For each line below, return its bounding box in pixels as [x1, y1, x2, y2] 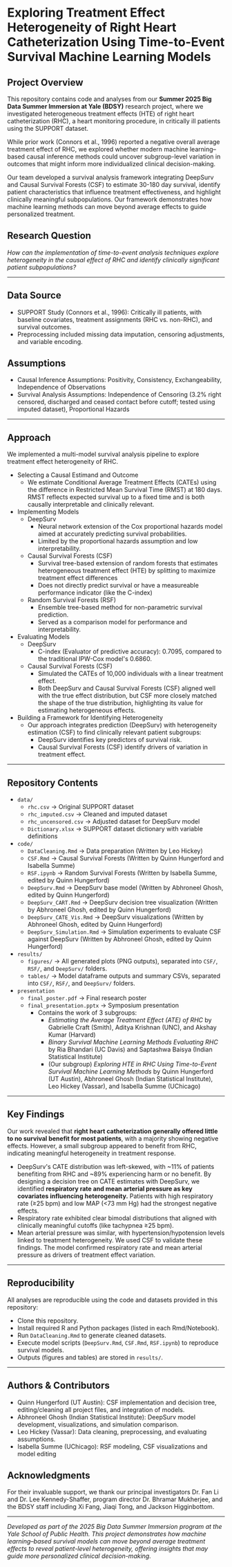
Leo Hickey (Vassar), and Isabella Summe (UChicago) [48, 1082, 201, 1091]
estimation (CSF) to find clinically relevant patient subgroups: [27, 728, 202, 736]
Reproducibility [7, 1277, 75, 1289]
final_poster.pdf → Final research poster [27, 994, 147, 1002]
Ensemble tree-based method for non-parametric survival [37, 604, 202, 612]
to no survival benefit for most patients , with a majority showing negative [7, 1134, 219, 1143]
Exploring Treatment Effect [7, 5, 166, 21]
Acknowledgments [7, 1469, 91, 1481]
